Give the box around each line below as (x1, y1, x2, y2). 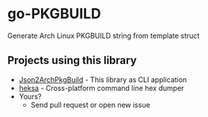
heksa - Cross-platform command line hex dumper (18, 83, 184, 92)
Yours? (18, 92, 42, 101)
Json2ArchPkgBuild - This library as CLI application (18, 74, 187, 84)
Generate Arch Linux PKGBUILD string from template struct (7, 31, 200, 40)
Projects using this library (7, 54, 138, 67)
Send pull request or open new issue (30, 100, 151, 109)
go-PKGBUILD (7, 5, 102, 23)
